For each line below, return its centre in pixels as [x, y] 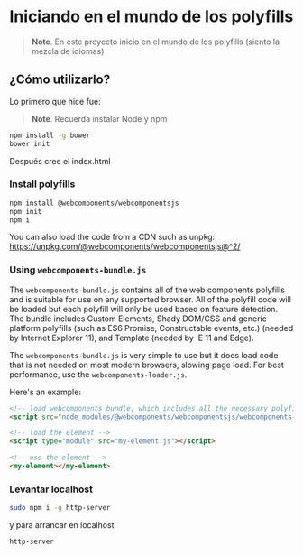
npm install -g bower [50, 135]
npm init [26, 211]
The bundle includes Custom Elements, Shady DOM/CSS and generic [138, 319]
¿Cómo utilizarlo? [60, 80]
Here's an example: [45, 392]
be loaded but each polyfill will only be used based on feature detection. [143, 309]
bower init [30, 143]
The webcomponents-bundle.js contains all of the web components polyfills [147, 290]
